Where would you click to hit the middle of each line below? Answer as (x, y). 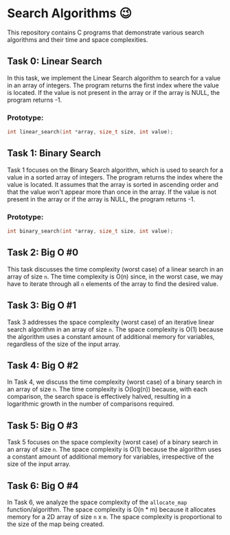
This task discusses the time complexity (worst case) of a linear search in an (115, 269)
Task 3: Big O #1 (42, 306)
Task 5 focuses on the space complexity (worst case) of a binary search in (113, 442)
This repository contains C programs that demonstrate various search (106, 32)
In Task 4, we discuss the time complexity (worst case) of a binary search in (114, 382)
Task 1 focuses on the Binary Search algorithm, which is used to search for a (115, 170)
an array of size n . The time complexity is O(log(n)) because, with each (107, 389)
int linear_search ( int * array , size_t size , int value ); (90, 132)
